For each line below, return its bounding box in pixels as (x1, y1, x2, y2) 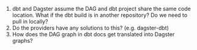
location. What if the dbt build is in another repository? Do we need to (12, 11, 188, 19)
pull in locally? (12, 18, 48, 25)
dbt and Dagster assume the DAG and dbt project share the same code (12, 5, 191, 12)
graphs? (12, 37, 33, 44)
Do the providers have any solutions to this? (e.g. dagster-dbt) (12, 24, 169, 31)
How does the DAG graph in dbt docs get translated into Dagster (12, 31, 175, 38)
